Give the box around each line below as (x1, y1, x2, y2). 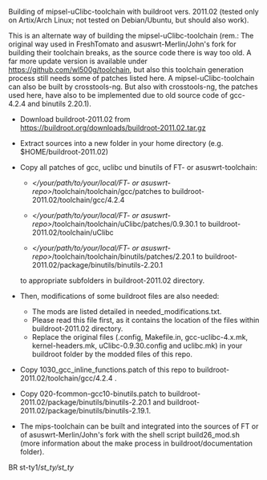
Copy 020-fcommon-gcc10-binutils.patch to (19, 389, 167, 398)
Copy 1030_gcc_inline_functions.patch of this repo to (19, 365, 196, 374)
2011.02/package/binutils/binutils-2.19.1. (19, 406, 152, 415)
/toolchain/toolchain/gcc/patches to (51, 187, 171, 196)
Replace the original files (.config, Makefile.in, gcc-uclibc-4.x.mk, (31, 333, 249, 341)
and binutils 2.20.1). (27, 99, 92, 108)
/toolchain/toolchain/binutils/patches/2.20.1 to (51, 252, 204, 261)
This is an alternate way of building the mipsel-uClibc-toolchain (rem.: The (8, 31, 254, 40)
